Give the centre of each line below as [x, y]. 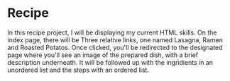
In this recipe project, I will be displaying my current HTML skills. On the [112, 32]
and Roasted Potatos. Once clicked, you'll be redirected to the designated [115, 47]
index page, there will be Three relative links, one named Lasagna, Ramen [115, 39]
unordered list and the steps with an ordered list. [78, 70]
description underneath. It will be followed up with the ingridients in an [110, 62]
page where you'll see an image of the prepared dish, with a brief [103, 55]
